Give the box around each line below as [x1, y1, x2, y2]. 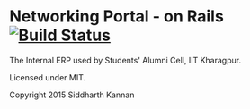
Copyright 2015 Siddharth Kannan [9, 89, 135, 100]
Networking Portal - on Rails [9, 6, 225, 27]
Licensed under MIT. [9, 71, 86, 82]
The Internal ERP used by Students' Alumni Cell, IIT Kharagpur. [9, 54, 241, 65]
